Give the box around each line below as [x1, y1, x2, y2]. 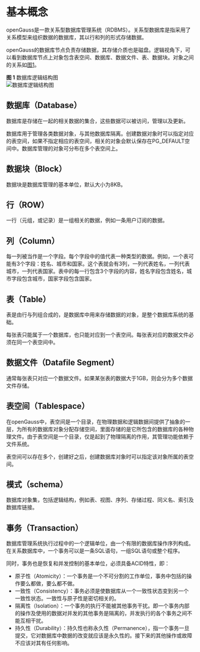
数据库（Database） [6, 101, 82, 111]
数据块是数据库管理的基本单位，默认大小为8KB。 [6, 181, 126, 188]
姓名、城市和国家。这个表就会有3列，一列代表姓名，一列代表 [40, 260, 190, 268]
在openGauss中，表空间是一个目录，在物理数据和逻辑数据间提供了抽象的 [6, 418, 186, 425]
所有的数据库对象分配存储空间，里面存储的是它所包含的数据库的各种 [21, 425, 189, 432]
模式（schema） [6, 479, 68, 490]
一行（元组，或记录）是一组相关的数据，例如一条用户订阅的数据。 [6, 217, 168, 224]
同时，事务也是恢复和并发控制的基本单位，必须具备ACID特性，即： [6, 560, 170, 567]
